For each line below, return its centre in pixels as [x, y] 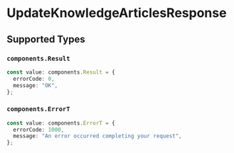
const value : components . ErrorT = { [61, 123]
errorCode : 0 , [34, 79]
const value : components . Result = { [61, 72]
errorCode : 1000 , [39, 130]
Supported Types [46, 39]
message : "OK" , [36, 85]
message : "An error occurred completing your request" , [97, 136]
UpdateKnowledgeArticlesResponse [117, 13]
